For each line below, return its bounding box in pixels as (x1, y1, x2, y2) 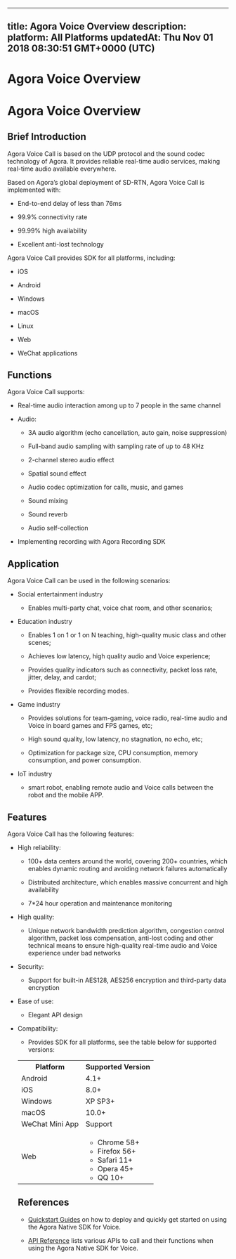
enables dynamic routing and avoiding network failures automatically (27, 865, 228, 873)
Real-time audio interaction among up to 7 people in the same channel (17, 401, 221, 410)
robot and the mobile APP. (27, 791, 104, 800)
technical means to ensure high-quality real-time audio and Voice (27, 941, 218, 950)
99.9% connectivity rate (17, 212, 88, 221)
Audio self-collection (27, 524, 88, 533)
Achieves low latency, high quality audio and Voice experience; (27, 652, 211, 660)
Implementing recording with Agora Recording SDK (17, 537, 166, 546)
